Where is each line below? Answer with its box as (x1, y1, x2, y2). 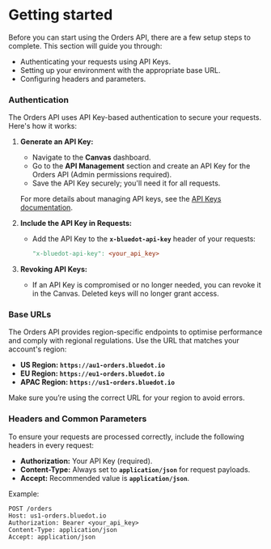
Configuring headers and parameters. (19, 74, 146, 83)
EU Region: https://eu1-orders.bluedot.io (19, 368, 165, 378)
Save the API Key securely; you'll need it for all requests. (32, 178, 221, 188)
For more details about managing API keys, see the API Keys (19, 194, 222, 204)
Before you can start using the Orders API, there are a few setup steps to (8, 32, 251, 42)
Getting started (8, 6, 113, 24)
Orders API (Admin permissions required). (32, 170, 172, 180)
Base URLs (8, 309, 52, 321)
